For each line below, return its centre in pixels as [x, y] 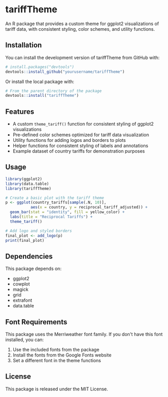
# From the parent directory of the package [54, 91]
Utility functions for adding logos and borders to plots [69, 140]
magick [20, 289]
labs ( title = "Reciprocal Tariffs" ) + [51, 217]
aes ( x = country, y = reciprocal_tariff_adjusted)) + [89, 207]
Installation [24, 45]
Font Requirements [36, 322]
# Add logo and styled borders [39, 231]
